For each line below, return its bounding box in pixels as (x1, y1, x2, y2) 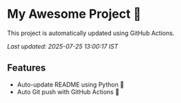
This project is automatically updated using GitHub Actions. (7, 29, 175, 37)
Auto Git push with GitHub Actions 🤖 (16, 87, 120, 95)
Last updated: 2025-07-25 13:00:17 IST (7, 42, 119, 50)
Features (7, 62, 46, 74)
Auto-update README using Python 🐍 (16, 80, 125, 89)
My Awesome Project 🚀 (7, 6, 142, 22)
